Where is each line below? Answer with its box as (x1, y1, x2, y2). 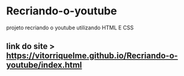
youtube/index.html (6, 60, 82, 70)
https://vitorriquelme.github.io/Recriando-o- (6, 51, 178, 61)
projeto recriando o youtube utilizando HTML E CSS (6, 24, 134, 31)
